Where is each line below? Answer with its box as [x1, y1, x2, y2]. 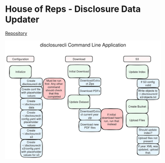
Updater [5, 14, 40, 25]
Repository [5, 30, 27, 36]
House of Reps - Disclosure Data [5, 3, 141, 15]
